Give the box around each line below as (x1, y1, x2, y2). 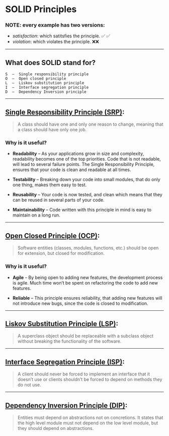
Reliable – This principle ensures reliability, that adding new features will (12, 295, 162, 301)
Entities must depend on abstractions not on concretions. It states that (17, 414, 163, 420)
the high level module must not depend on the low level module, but (17, 420, 158, 426)
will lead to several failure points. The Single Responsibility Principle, (12, 161, 155, 168)
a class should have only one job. (17, 127, 87, 133)
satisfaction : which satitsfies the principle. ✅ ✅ (12, 33, 111, 39)
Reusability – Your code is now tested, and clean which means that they (12, 192, 162, 198)
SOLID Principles (5, 4, 77, 15)
